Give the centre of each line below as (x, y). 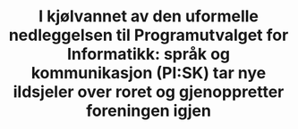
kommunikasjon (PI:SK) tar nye (149, 73)
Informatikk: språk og (149, 54)
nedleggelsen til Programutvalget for (149, 35)
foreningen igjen (149, 111)
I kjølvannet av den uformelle (149, 16)
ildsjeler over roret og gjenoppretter (149, 92)
